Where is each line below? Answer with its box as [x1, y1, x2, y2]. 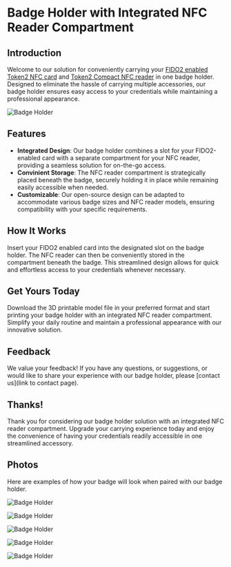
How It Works [7, 225, 67, 237]
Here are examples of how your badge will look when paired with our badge [7, 477, 223, 486]
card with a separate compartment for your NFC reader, [41, 153, 201, 162]
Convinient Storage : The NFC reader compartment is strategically [17, 168, 206, 177]
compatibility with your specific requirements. [17, 205, 148, 213]
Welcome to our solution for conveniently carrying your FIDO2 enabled [7, 66, 208, 73]
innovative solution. [7, 326, 63, 334]
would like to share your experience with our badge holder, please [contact [7, 372, 221, 380]
